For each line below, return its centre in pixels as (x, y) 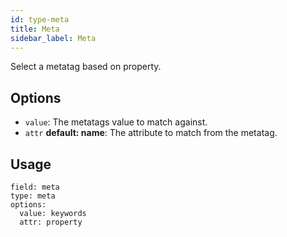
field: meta (35, 187)
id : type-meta (40, 19)
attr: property (51, 222)
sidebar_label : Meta (53, 38)
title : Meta (35, 29)
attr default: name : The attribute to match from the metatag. (151, 133)
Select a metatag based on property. (86, 67)
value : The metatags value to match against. (116, 122)
